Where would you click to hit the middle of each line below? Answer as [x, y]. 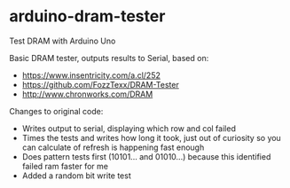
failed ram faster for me [65, 166]
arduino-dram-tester [87, 16]
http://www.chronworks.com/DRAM [87, 94]
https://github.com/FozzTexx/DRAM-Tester [100, 84]
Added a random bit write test [76, 176]
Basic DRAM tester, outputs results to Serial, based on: [109, 58]
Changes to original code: [56, 111]
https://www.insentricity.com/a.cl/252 [91, 75]
